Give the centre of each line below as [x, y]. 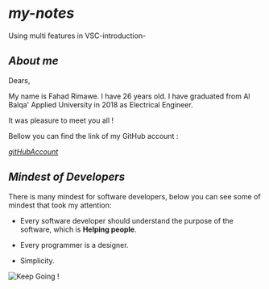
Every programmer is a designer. [74, 245]
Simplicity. [37, 260]
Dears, [19, 80]
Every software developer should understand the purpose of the [126, 220]
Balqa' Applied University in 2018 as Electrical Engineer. [101, 104]
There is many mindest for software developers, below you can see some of [134, 196]
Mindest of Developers [67, 177]
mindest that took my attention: [60, 205]
